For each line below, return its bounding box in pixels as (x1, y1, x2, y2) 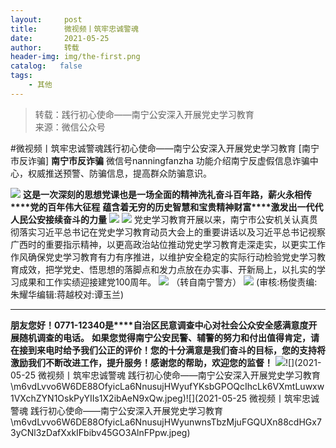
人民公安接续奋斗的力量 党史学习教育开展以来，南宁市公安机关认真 (10, 213, 310, 225)
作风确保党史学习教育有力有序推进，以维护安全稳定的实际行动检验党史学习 (10, 251, 317, 263)
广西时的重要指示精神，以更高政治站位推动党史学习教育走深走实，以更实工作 (10, 238, 326, 250)
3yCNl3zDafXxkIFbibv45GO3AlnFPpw (10, 426, 167, 438)
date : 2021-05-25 (10, 33, 110, 43)
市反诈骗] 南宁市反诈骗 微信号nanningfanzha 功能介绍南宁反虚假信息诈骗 (10, 154, 310, 166)
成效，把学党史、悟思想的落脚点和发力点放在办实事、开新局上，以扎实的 (18, 263, 317, 275)
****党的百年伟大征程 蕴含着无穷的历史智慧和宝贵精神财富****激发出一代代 (10, 201, 324, 213)
